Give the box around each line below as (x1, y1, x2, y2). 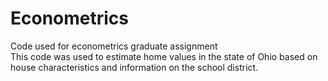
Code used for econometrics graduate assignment (10, 40, 218, 52)
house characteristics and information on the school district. (10, 61, 259, 73)
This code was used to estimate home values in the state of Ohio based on (10, 50, 318, 62)
